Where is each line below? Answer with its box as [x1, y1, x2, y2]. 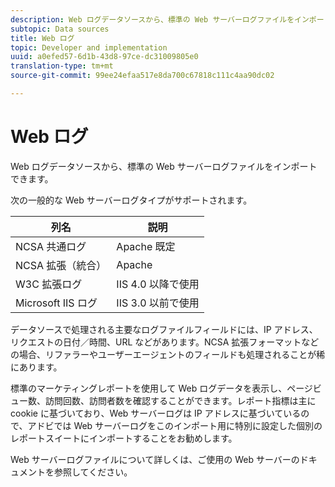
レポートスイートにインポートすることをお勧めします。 [10, 432, 238, 444]
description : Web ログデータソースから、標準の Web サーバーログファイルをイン [10, 14, 310, 25]
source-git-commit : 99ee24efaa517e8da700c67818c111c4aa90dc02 [10, 71, 275, 81]
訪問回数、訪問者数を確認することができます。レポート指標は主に [44, 394, 317, 406]
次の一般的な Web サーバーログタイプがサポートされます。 [10, 194, 253, 206]
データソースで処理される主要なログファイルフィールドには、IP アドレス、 [10, 323, 318, 335]
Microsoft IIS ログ [15, 296, 98, 310]
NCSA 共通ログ [15, 239, 87, 253]
